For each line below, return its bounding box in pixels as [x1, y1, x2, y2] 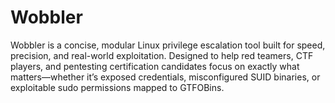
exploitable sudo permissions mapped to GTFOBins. [10, 81, 225, 93]
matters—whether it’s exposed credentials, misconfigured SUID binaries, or [10, 71, 321, 83]
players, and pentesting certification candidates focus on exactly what [10, 60, 300, 72]
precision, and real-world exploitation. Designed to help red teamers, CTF [10, 49, 314, 61]
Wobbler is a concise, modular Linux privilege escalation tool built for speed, [10, 39, 326, 51]
